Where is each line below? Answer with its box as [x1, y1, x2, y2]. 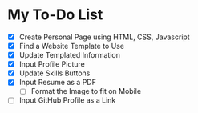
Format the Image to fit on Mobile [30, 87, 142, 96]
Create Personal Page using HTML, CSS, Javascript [18, 32, 190, 42]
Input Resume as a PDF [18, 78, 97, 87]
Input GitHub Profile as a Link [18, 95, 116, 105]
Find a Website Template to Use [18, 42, 125, 50]
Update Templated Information [18, 50, 121, 60]
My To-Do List [7, 6, 103, 24]
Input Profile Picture [18, 59, 86, 69]
